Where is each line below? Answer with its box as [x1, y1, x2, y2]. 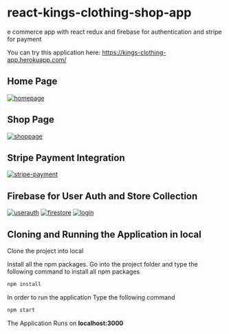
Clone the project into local [7, 247, 84, 255]
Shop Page [7, 114, 55, 125]
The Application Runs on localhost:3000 [7, 319, 124, 327]
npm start [7, 306, 36, 313]
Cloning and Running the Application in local [7, 229, 201, 240]
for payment [7, 34, 42, 43]
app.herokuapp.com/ [7, 55, 67, 63]
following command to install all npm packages [7, 267, 140, 275]
